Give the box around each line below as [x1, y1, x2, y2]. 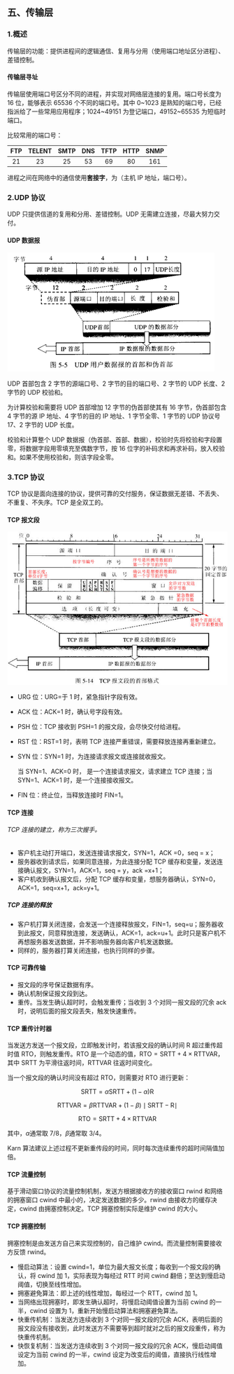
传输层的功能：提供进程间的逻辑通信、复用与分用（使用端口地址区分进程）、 [7, 46, 225, 55]
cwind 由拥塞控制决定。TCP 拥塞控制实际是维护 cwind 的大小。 [19, 1204, 202, 1213]
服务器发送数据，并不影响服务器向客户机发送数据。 [29, 937, 177, 946]
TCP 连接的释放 [7, 901, 52, 909]
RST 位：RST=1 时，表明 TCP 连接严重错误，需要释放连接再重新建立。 [17, 737, 220, 745]
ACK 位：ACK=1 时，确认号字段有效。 [17, 707, 126, 716]
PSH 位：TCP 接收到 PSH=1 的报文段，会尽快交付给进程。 [17, 722, 184, 730]
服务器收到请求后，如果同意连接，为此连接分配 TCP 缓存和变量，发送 [17, 857, 217, 866]
